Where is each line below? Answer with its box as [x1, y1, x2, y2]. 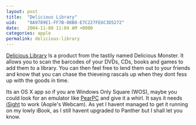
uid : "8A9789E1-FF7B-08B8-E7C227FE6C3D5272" [6, 19, 125, 25]
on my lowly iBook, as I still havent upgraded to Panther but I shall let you [6, 107, 183, 114]
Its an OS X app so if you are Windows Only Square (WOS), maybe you [6, 89, 177, 95]
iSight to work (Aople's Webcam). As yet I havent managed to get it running [6, 101, 188, 107]
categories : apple [6, 31, 51, 36]
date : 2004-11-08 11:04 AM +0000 [6, 25, 93, 31]
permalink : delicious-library [6, 36, 80, 42]
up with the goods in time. [6, 77, 69, 84]
